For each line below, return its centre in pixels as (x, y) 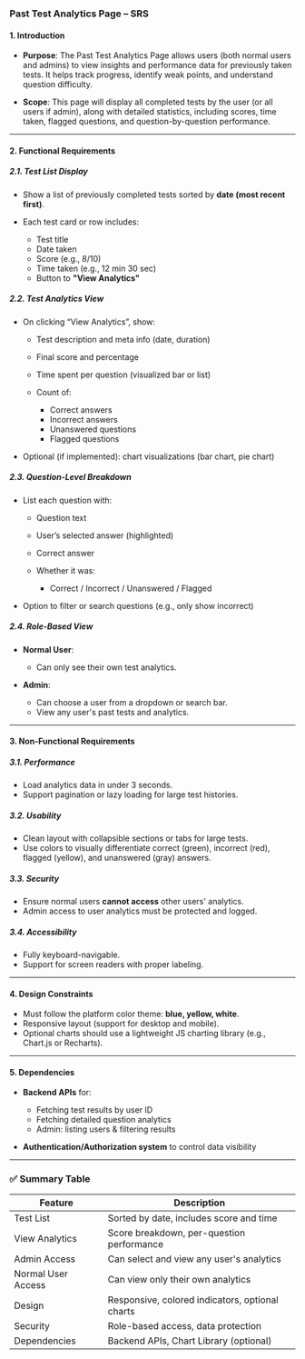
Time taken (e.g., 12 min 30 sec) (96, 268)
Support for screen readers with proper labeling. (113, 964)
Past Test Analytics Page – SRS (79, 14)
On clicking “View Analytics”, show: (89, 322)
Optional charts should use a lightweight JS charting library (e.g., (144, 1034)
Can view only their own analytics (179, 1279)
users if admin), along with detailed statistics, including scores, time (149, 112)
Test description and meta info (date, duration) (123, 339)
